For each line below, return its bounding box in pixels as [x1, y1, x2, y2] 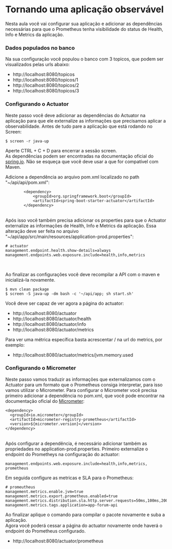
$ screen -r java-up [5, 139, 50, 144]
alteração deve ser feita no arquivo [5, 228, 79, 234]
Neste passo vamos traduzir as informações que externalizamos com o [5, 376, 156, 382]
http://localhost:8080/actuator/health [12, 316, 91, 322]
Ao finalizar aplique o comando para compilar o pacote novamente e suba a [5, 512, 165, 518]
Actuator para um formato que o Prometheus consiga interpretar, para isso [5, 381, 163, 388]
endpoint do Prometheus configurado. [5, 527, 86, 534]
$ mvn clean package [5, 286, 50, 292]
